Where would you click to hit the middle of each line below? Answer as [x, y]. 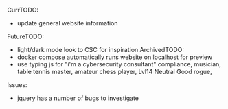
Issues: [17, 85]
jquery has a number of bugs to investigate [78, 98]
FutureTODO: [26, 36]
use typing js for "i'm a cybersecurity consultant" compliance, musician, [119, 64]
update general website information [67, 23]
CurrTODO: [23, 10]
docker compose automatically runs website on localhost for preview [115, 57]
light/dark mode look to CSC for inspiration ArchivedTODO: [100, 50]
